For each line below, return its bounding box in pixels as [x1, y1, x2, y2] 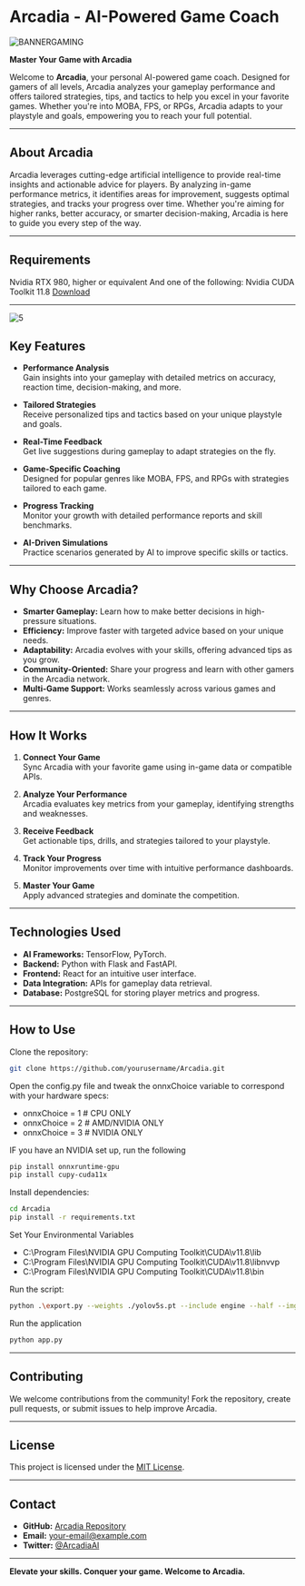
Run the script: [9, 1284, 64, 1294]
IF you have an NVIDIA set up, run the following [9, 1145, 186, 1155]
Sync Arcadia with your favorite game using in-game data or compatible [22, 761, 292, 772]
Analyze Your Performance [22, 788, 127, 799]
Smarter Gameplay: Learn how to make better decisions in [22, 606, 243, 617]
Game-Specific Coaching [22, 463, 121, 474]
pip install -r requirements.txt [9, 1213, 136, 1223]
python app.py [9, 1335, 64, 1344]
